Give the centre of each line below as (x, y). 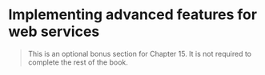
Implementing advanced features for (133, 15)
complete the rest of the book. (78, 62)
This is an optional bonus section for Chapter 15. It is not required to (140, 53)
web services (54, 32)
